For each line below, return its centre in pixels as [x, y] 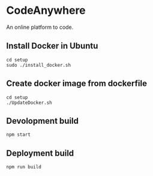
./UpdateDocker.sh [29, 103]
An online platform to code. [40, 27]
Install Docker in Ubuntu [52, 46]
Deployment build [40, 153]
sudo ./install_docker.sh [38, 65]
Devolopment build [43, 121]
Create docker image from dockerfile [76, 84]
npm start [19, 135]
